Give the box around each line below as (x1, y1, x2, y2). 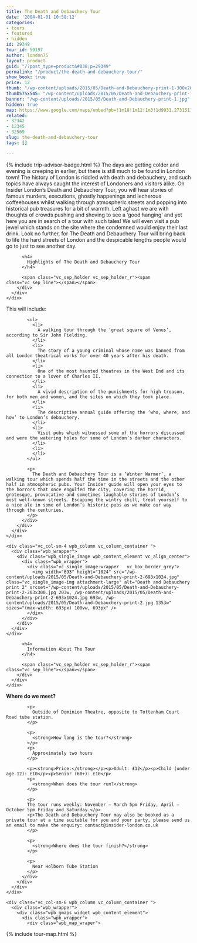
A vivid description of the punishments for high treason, (37, 389, 185, 395)
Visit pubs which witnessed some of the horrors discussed (37, 430, 185, 436)
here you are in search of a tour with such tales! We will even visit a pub (6, 217, 180, 224)
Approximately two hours (32, 750, 93, 756)
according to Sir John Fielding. (6, 332, 88, 338)
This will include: (6, 305, 47, 312)
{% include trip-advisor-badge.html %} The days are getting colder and (6, 161, 179, 168)
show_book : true (6, 74, 46, 80)
